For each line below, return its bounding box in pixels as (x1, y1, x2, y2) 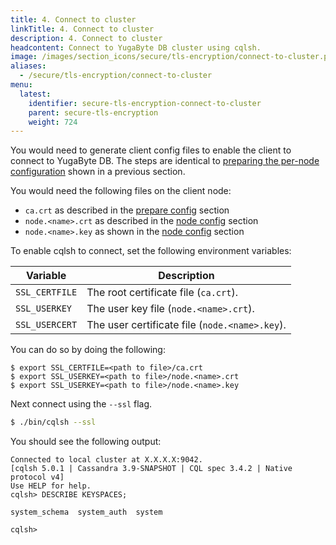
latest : (19, 89, 52, 99)
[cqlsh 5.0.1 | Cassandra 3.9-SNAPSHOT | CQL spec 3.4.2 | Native (10, 464, 293, 474)
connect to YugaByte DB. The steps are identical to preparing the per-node (10, 155, 320, 167)
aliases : (10, 61, 47, 71)
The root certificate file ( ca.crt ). (86, 286, 238, 300)
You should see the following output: (10, 436, 162, 448)
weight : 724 (28, 117, 78, 127)
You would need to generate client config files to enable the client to (10, 144, 292, 156)
